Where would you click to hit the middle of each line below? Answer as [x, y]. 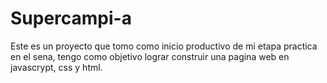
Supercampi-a [71, 18]
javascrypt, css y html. [56, 67]
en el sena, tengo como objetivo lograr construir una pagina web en [150, 56]
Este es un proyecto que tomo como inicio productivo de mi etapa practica [164, 46]
